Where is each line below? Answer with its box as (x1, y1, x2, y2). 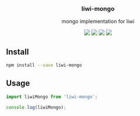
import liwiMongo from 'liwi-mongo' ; (6, 94, 98, 100)
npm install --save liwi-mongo (6, 62, 82, 68)
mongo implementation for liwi (61, 18, 135, 25)
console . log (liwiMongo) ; (6, 104, 66, 110)
